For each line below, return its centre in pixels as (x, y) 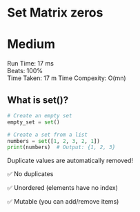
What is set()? (38, 100)
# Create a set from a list (48, 135)
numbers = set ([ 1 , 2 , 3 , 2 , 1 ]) (53, 141)
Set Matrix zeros (55, 13)
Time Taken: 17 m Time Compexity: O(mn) (67, 78)
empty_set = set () (33, 122)
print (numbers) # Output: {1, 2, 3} (61, 147)
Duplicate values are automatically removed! (70, 161)
